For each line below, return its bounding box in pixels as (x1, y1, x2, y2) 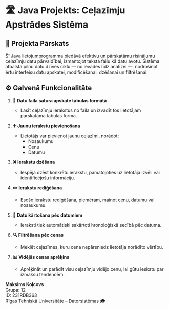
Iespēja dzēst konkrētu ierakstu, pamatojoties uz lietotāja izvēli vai (20, 169, 160, 175)
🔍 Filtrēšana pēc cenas (12, 232, 64, 238)
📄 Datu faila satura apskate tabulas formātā (12, 97, 107, 103)
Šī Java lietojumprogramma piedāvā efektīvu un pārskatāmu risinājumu (5, 53, 155, 59)
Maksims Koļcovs (5, 281, 44, 287)
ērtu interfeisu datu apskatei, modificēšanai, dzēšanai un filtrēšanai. (5, 69, 149, 75)
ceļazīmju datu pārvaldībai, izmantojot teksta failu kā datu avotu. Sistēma (5, 58, 160, 64)
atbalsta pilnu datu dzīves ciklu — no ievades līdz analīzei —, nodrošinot (5, 64, 158, 69)
